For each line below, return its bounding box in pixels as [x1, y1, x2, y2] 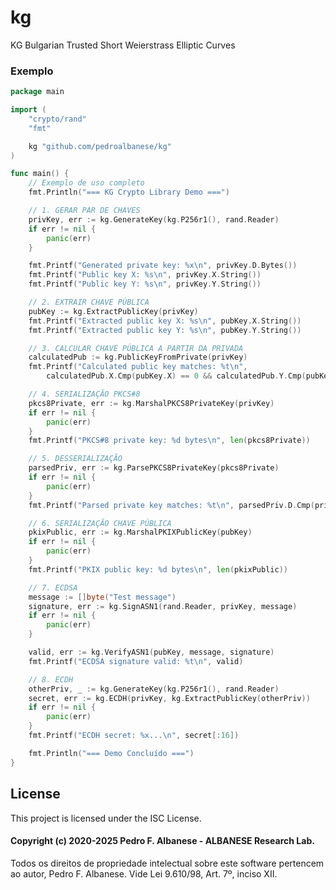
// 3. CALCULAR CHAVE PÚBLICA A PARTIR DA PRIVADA [28, 343, 244, 353]
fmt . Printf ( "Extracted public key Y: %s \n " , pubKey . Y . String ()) [28, 325, 302, 335]
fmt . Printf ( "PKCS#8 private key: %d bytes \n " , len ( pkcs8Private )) [28, 436, 311, 446]
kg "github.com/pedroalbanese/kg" [28, 141, 172, 151]
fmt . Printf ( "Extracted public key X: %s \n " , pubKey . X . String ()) [28, 316, 302, 326]
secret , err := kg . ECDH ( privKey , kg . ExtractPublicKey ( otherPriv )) [28, 693, 311, 703]
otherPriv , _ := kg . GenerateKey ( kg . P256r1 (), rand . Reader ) [28, 684, 280, 694]
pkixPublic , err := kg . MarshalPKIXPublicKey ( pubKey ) [28, 527, 253, 538]
